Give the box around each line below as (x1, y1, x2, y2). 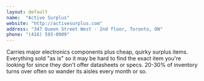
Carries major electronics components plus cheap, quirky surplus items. (6, 48, 188, 55)
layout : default (6, 9, 48, 15)
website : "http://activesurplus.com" (6, 20, 103, 26)
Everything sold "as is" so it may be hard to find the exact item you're (6, 55, 181, 62)
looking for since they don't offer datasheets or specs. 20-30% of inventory (6, 62, 198, 69)
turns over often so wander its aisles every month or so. (6, 68, 147, 75)
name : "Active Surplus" (6, 15, 70, 21)
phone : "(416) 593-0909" (6, 32, 70, 38)
